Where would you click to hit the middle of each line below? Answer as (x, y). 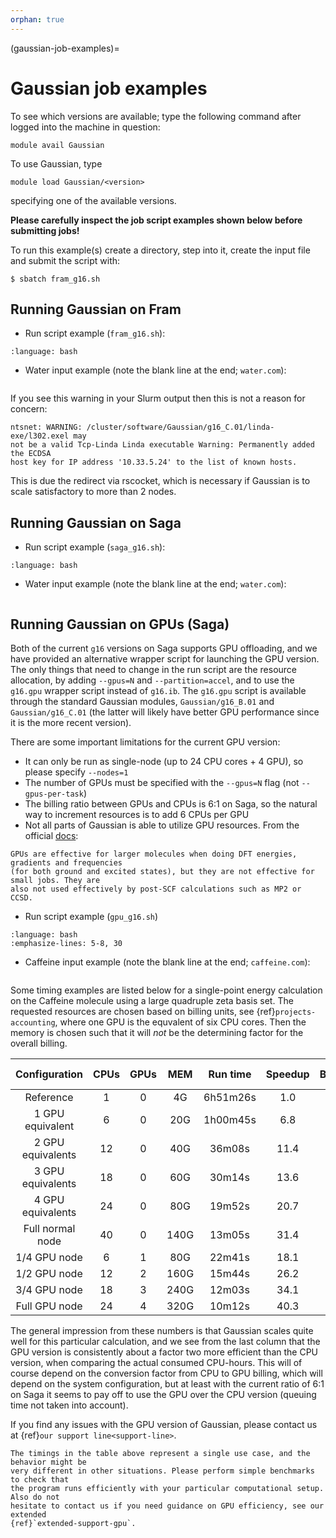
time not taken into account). (69, 1405)
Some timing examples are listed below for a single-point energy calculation (166, 990)
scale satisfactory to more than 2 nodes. (93, 492)
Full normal (49, 1228)
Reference (49, 1097)
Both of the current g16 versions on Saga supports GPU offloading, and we (164, 648)
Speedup (287, 1074)
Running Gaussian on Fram (96, 309)
